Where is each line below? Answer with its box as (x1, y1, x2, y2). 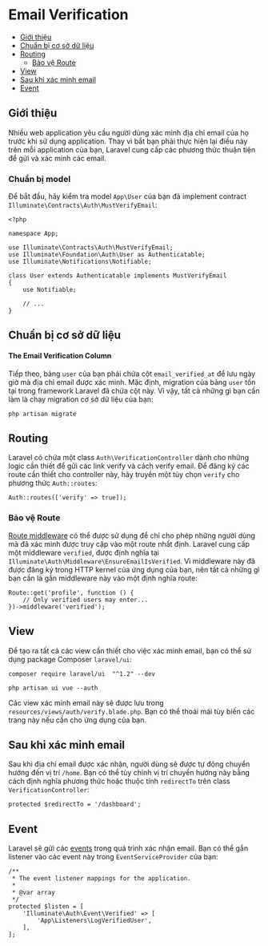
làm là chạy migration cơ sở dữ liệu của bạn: (8, 394, 154, 404)
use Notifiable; (22, 286, 78, 294)
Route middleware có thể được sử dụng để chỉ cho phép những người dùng (8, 531, 256, 540)
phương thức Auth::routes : (8, 479, 98, 488)
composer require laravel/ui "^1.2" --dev (8, 669, 156, 678)
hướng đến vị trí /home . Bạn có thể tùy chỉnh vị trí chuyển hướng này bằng (8, 768, 250, 778)
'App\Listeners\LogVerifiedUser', (37, 916, 152, 925)
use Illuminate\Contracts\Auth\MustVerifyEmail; (8, 244, 174, 252)
